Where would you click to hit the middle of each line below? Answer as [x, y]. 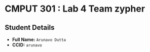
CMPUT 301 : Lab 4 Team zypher [75, 9]
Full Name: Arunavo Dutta [39, 39]
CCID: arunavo [27, 45]
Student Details [30, 28]
